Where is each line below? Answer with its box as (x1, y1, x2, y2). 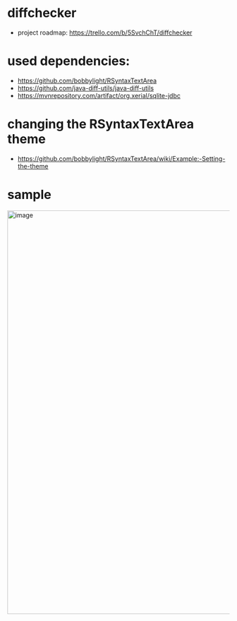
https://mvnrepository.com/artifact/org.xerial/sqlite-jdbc (17, 91, 181, 100)
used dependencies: (7, 53, 130, 69)
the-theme (17, 162, 49, 170)
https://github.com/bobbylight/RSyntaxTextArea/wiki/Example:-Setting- (17, 154, 226, 163)
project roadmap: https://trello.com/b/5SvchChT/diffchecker (17, 28, 193, 37)
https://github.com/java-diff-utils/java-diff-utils (17, 83, 154, 92)
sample (7, 187, 51, 203)
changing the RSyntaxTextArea (7, 116, 195, 132)
